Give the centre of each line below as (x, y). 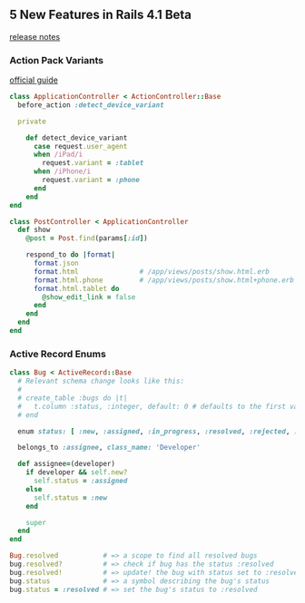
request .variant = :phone (91, 180)
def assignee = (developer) (67, 464)
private (32, 122)
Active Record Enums (58, 354)
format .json (56, 263)
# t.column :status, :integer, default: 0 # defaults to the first (152, 406)
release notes (35, 36)
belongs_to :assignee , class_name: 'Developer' (109, 448)
